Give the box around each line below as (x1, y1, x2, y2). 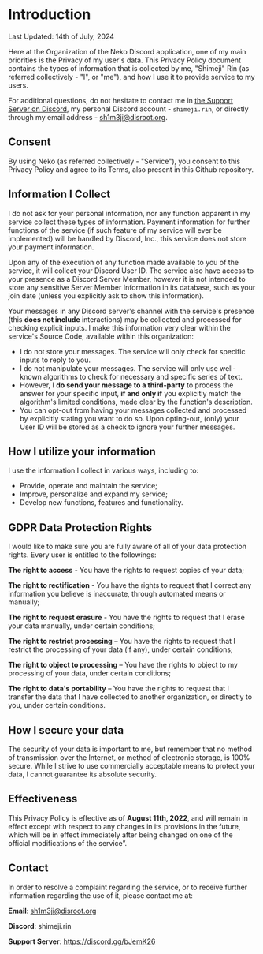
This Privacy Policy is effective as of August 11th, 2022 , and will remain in (8, 813, 248, 822)
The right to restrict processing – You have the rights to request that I (8, 637, 236, 646)
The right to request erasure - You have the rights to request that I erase (8, 613, 246, 623)
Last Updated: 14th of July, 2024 (8, 32, 114, 41)
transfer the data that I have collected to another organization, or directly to (8, 692, 253, 701)
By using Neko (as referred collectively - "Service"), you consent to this (8, 156, 241, 166)
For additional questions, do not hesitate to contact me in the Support (8, 95, 234, 105)
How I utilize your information (8, 444, 156, 458)
